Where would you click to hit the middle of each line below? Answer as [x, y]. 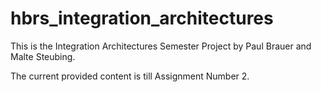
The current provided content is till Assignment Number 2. [130, 76]
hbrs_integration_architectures [142, 18]
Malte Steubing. [43, 56]
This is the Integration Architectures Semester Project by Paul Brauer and [161, 46]
